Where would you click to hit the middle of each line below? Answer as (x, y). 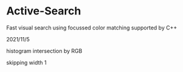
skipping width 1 (26, 62)
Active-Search (44, 11)
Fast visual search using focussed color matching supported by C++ (92, 28)
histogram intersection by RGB (45, 51)
